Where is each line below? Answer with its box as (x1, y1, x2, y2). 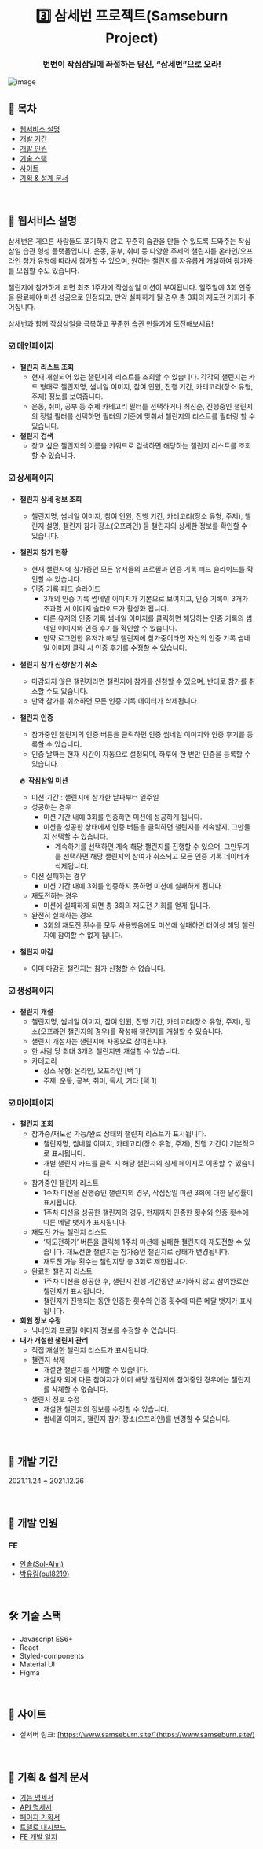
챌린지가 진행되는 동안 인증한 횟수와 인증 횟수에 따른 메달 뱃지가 (42, 1296, 238, 1306)
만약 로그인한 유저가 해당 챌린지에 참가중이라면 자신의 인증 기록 (42, 633, 236, 642)
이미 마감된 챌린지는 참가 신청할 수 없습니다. (31, 963, 166, 972)
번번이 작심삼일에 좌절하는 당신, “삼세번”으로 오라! (42, 59, 221, 70)
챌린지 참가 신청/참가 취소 (19, 659, 97, 669)
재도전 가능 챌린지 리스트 (31, 1227, 108, 1237)
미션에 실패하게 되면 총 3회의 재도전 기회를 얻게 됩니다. (42, 900, 210, 910)
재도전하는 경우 (31, 891, 79, 900)
